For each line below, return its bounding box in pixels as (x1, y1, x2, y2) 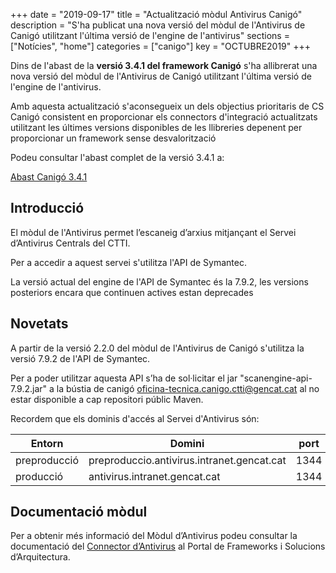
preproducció (15, 453, 80, 467)
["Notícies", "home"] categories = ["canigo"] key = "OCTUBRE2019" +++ (10, 40, 312, 52)
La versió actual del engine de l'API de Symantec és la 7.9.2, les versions (10, 275, 309, 288)
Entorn (30, 436, 64, 450)
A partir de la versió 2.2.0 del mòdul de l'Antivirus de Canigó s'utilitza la (10, 342, 305, 354)
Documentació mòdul (10, 504, 148, 521)
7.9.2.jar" (10, 382, 48, 394)
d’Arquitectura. (10, 551, 71, 563)
